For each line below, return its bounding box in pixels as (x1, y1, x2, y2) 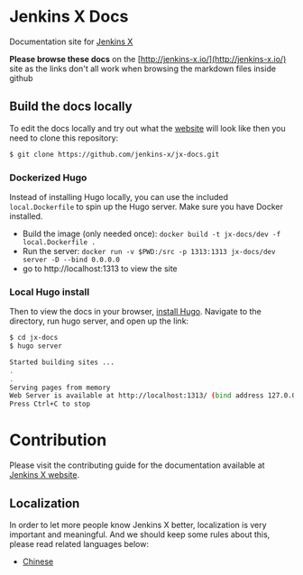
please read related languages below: (9, 538, 149, 549)
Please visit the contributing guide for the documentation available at (9, 460, 265, 470)
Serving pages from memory (9, 383, 111, 392)
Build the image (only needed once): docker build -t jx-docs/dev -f (22, 228, 281, 239)
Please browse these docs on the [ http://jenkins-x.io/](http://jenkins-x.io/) (9, 53, 287, 64)
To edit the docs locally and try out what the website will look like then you (9, 123, 286, 133)
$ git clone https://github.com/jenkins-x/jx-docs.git (9, 150, 220, 159)
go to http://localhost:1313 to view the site (22, 263, 178, 274)
